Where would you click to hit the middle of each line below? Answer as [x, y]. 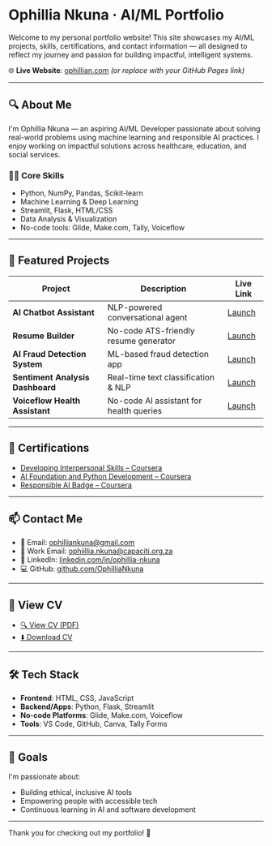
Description [164, 288]
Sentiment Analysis [51, 377]
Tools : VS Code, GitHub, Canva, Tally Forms [93, 724]
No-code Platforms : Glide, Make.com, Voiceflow [102, 715]
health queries [135, 410]
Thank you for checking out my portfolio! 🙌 [80, 832]
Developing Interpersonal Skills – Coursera [91, 467]
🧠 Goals [28, 757]
